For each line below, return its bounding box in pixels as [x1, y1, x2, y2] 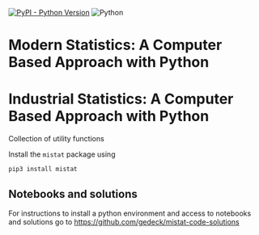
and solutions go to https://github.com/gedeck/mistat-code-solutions [8, 216, 240, 226]
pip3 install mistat [8, 166, 79, 174]
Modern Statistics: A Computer [8, 36, 223, 54]
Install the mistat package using [8, 149, 116, 159]
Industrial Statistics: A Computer [8, 90, 234, 108]
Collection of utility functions [8, 134, 105, 144]
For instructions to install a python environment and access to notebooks [8, 208, 252, 218]
